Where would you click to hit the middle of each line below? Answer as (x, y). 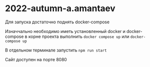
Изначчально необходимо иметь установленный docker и (65, 31)
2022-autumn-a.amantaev (60, 8)
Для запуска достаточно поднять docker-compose (57, 22)
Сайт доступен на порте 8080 (36, 59)
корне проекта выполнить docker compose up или (79, 36)
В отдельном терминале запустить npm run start (56, 50)
